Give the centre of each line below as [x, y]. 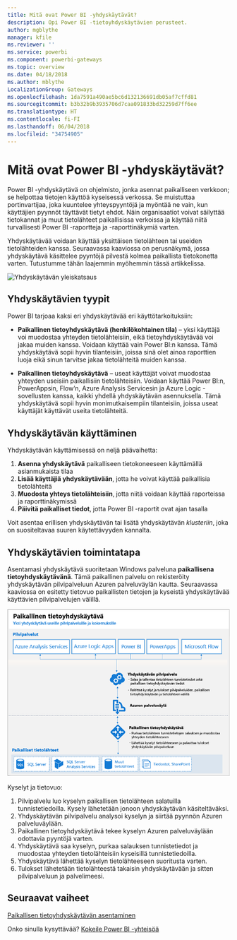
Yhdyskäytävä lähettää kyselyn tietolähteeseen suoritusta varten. [112, 861]
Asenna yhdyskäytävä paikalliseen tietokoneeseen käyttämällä [110, 464]
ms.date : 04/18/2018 [38, 74]
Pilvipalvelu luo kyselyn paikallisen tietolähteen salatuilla [99, 801]
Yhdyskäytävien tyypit [59, 299]
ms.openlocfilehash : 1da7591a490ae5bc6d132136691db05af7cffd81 [102, 97]
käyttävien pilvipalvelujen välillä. [54, 599]
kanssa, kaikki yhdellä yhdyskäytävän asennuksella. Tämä [137, 396]
